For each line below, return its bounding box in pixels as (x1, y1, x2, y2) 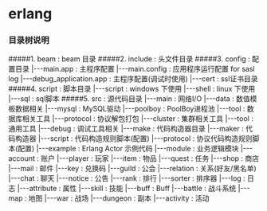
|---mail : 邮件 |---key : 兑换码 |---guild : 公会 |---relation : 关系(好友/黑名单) (8, 164, 257, 174)
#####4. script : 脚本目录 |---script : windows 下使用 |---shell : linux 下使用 (8, 84, 256, 94)
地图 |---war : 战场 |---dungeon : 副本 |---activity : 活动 (28, 193, 210, 203)
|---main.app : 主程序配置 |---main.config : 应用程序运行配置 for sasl (30, 64, 255, 74)
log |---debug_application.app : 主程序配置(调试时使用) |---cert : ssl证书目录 (8, 74, 258, 84)
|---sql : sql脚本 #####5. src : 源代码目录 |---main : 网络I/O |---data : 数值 (8, 94, 250, 104)
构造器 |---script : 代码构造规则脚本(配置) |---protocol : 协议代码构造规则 (14, 134, 253, 143)
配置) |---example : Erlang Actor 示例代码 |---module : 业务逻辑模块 (18, 144, 239, 154)
